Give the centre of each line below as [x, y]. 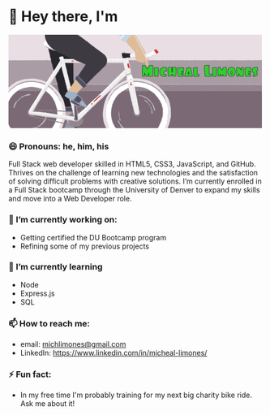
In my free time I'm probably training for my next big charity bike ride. [136, 395]
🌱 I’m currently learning [56, 267]
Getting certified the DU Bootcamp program [93, 237]
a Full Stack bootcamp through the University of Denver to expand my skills [135, 190]
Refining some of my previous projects [85, 246]
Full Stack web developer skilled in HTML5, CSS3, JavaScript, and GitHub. [133, 164]
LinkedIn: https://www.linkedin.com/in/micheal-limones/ [114, 353]
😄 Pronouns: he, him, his [59, 146]
